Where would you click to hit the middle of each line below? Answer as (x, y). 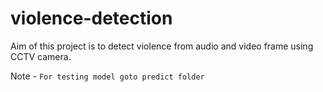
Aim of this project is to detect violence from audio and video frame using (162, 46)
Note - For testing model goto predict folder (107, 76)
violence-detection (91, 18)
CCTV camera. (41, 56)
